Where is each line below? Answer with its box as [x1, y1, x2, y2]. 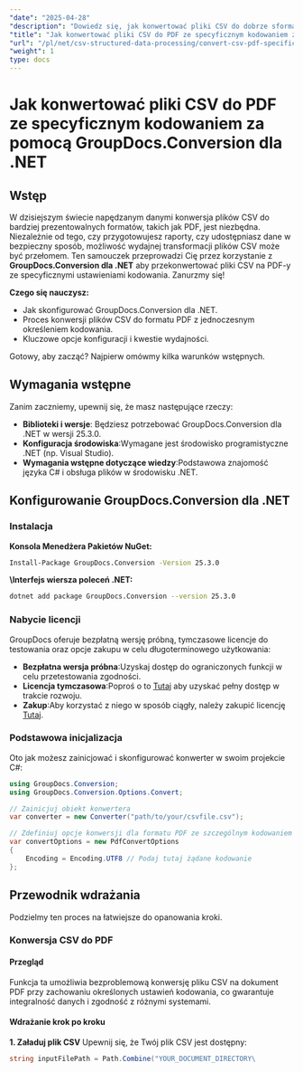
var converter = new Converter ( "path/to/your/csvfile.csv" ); [9, 812, 244, 821]
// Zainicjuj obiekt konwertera [9, 804, 131, 813]
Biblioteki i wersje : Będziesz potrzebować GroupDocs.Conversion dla [22, 418, 282, 430]
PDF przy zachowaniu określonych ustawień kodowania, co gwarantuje [9, 986, 274, 997]
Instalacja [9, 520, 53, 533]
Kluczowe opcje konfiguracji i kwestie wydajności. [22, 334, 209, 344]
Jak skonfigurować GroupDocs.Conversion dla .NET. [22, 305, 218, 315]
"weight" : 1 [9, 47, 54, 56]
